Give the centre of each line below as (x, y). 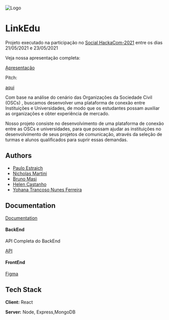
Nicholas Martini (30, 173)
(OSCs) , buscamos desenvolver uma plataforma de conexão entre (75, 102)
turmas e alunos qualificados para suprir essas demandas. (67, 140)
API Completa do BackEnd (33, 241)
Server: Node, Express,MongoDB (40, 312)
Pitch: (11, 77)
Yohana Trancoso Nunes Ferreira (47, 190)
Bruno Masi (25, 179)
